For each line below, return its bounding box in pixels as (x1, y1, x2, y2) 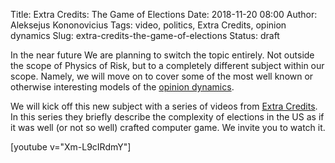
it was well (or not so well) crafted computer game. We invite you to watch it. (10, 122, 326, 133)
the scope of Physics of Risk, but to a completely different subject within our (10, 60, 325, 71)
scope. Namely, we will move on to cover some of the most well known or (10, 70, 314, 82)
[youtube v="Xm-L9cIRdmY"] (10, 141, 132, 153)
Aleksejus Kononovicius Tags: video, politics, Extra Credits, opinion (10, 19, 287, 31)
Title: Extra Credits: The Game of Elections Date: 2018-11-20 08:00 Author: (10, 9, 318, 20)
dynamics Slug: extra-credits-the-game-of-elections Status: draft (10, 30, 280, 41)
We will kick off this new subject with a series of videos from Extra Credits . (10, 100, 318, 112)
